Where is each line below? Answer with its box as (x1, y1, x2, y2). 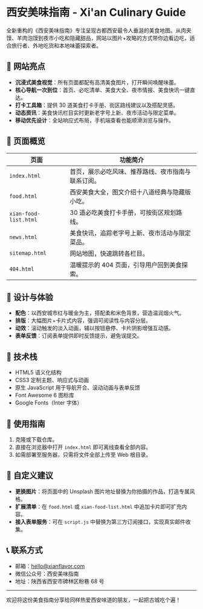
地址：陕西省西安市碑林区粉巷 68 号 (14, 577, 105, 585)
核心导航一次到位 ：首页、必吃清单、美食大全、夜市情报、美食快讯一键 (14, 86, 190, 93)
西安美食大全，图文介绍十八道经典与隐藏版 (69, 187, 192, 196)
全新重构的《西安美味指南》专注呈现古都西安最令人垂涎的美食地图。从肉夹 (6, 27, 192, 34)
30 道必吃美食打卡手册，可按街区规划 (69, 208, 176, 217)
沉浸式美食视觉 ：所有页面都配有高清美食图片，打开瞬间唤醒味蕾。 (14, 78, 179, 86)
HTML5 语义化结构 (14, 369, 62, 376)
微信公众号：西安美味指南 (14, 570, 79, 577)
